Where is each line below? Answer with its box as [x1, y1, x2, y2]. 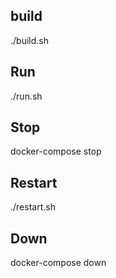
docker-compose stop [10, 145, 102, 158]
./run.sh [10, 90, 43, 102]
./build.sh [10, 34, 49, 46]
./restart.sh [10, 201, 56, 213]
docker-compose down [10, 257, 107, 269]
